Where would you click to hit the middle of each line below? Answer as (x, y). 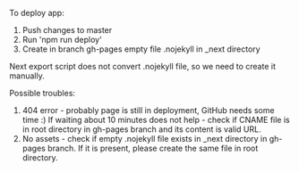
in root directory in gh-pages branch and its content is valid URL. (141, 129)
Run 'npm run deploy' (62, 40)
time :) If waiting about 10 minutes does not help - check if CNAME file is (156, 120)
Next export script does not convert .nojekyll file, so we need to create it (142, 66)
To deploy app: (37, 13)
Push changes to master (67, 30)
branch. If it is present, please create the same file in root (153, 148)
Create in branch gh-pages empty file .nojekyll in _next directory (141, 49)
